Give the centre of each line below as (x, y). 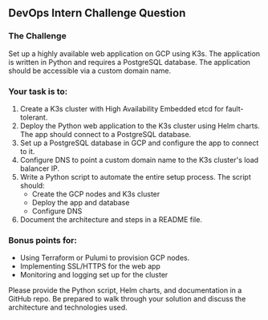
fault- (235, 108)
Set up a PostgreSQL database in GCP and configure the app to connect (139, 143)
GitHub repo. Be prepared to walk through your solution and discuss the (127, 299)
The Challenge (37, 36)
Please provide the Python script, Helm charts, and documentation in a (125, 290)
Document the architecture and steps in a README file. (111, 219)
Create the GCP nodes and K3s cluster (96, 194)
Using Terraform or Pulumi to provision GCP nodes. (105, 258)
